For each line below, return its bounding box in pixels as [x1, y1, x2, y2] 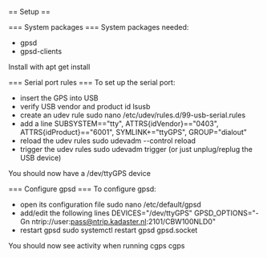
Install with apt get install [8, 62, 91, 72]
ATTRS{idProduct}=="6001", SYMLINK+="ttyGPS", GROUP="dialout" [19, 128, 247, 137]
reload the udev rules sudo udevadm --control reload [19, 136, 196, 145]
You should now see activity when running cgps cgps [8, 241, 185, 250]
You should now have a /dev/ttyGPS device [8, 169, 151, 178]
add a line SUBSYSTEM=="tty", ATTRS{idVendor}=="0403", [19, 119, 219, 128]
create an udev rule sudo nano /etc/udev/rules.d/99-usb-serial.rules [19, 110, 246, 120]
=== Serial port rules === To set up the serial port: [8, 78, 176, 87]
